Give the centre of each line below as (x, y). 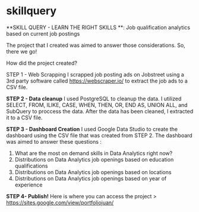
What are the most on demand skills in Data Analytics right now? (94, 153)
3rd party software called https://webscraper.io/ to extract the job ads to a (97, 81)
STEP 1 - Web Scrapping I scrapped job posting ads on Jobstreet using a (95, 74)
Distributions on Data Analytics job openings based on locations (93, 172)
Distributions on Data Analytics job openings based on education (94, 159)
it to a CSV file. (24, 118)
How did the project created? (42, 63)
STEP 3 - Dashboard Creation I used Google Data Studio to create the (92, 129)
